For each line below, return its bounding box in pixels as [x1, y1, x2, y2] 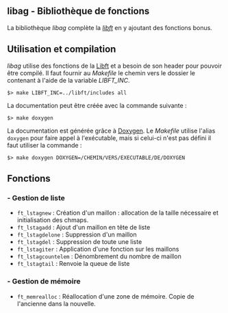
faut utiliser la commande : [7, 141, 82, 149]
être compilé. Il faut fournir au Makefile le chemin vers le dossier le [7, 68, 196, 77]
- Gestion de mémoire [7, 277, 81, 286]
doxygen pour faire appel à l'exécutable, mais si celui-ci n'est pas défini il [7, 133, 212, 142]
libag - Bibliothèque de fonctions [7, 5, 150, 17]
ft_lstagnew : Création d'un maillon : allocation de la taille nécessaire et [16, 208, 219, 217]
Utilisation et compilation [7, 44, 116, 55]
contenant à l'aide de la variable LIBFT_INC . [7, 76, 130, 84]
